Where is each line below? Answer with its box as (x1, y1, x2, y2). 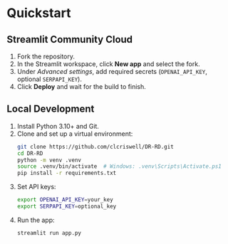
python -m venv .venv (16, 157, 81, 164)
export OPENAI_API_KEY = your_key (16, 196, 113, 203)
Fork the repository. (16, 52, 76, 60)
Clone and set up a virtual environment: (16, 129, 133, 138)
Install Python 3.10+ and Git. (16, 122, 99, 130)
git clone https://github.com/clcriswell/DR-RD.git (16, 143, 174, 150)
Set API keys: (16, 183, 56, 191)
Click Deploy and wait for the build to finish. (16, 83, 147, 90)
